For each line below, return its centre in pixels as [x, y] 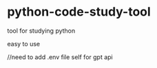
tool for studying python [41, 31]
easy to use [23, 44]
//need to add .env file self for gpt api [60, 57]
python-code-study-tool [79, 12]
